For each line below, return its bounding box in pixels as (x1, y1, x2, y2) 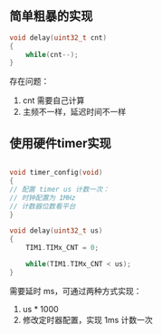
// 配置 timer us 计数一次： (9, 185, 110, 194)
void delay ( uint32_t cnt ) (9, 33, 107, 43)
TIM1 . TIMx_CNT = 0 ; (25, 243, 100, 253)
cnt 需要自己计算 (22, 95, 85, 106)
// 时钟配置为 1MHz (9, 193, 76, 202)
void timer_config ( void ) (9, 168, 103, 177)
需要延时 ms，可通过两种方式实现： (9, 285, 142, 296)
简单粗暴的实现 (9, 8, 93, 24)
